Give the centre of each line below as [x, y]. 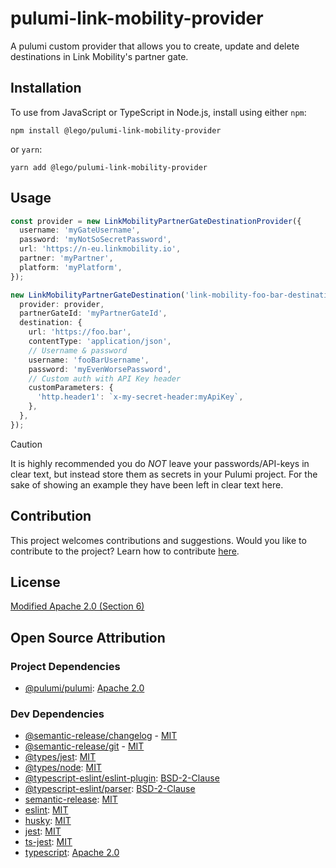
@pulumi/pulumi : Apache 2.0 [84, 688]
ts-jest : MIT [48, 842]
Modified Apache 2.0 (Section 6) [77, 606]
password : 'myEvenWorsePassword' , [100, 369]
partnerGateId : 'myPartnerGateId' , [93, 313]
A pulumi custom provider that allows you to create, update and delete [155, 46]
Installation [46, 88]
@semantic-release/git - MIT [84, 746]
